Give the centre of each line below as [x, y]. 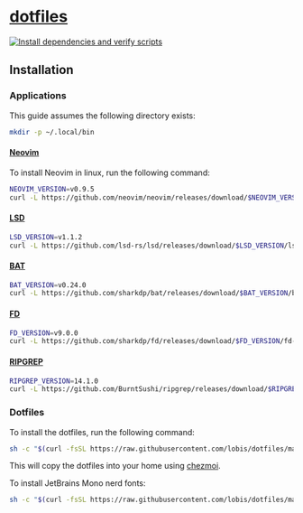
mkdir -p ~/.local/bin [52, 132]
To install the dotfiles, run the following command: [102, 432]
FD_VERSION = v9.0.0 [44, 333]
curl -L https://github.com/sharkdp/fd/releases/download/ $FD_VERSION [145, 341]
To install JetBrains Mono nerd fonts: [78, 483]
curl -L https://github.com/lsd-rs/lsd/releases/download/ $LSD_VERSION [147, 246]
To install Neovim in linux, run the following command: [110, 173]
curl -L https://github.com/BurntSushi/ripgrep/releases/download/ [139, 389]
